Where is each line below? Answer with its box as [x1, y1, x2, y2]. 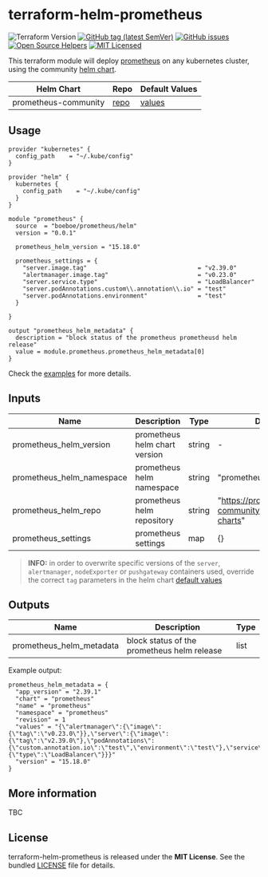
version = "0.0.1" [15, 229, 77, 237]
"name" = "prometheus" [15, 702, 91, 710]
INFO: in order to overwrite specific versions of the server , [27, 558, 221, 567]
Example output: [8, 666, 62, 675]
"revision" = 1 [15, 716, 66, 724]
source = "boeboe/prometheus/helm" [15, 222, 137, 230]
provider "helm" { [8, 173, 69, 181]
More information [8, 786, 97, 800]
